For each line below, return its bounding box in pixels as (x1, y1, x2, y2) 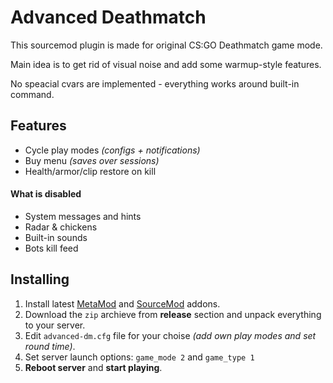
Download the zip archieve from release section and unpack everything (24, 308, 322, 320)
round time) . (24, 340, 76, 352)
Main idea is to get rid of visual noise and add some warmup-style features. (10, 58, 322, 70)
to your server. (24, 319, 86, 331)
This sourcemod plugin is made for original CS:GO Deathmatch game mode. (10, 39, 323, 51)
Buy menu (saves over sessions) (24, 154, 160, 166)
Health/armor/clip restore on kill (24, 165, 157, 177)
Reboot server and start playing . (24, 361, 163, 373)
